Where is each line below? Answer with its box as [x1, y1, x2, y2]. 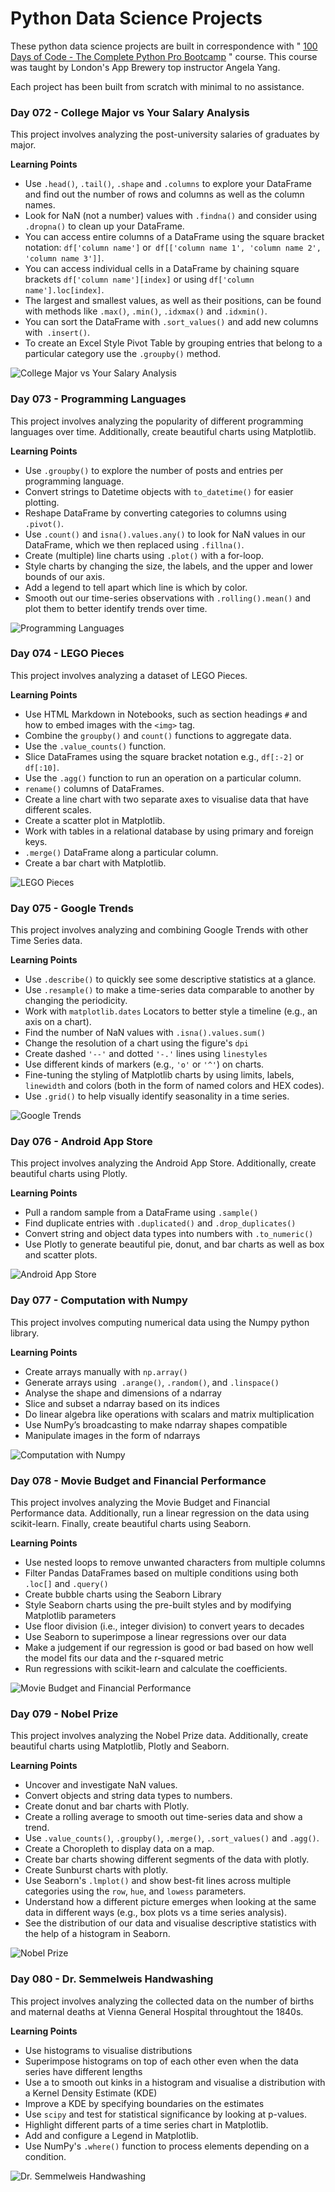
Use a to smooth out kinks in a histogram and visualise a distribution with [24, 2076, 326, 2088]
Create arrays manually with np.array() [24, 1365, 188, 1377]
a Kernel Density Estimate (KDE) [24, 2087, 158, 2099]
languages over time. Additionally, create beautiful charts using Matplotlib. [10, 425, 317, 437]
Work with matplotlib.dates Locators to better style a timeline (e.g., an [24, 1005, 318, 1017]
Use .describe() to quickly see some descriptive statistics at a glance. [24, 973, 317, 986]
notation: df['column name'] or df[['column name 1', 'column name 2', [24, 242, 322, 254]
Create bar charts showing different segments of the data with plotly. [24, 1853, 310, 1866]
